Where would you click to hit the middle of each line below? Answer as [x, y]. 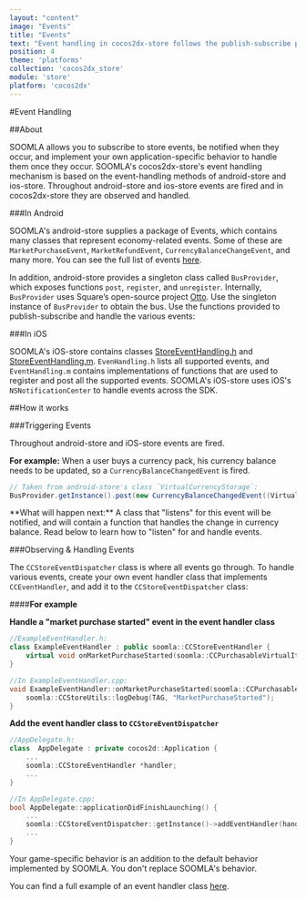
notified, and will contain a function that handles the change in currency [144, 522]
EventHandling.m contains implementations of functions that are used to [144, 371]
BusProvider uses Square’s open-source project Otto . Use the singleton [143, 296]
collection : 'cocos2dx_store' [67, 69]
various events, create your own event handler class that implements [138, 577]
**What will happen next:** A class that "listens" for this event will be [140, 513]
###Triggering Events [50, 425]
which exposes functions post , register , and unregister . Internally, [136, 287]
